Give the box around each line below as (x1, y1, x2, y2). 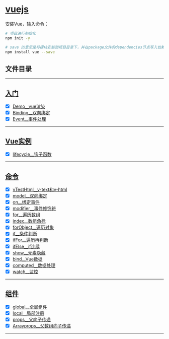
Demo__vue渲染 (12, 103, 45, 109)
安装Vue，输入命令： (5, 21, 49, 27)
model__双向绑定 (12, 193, 48, 198)
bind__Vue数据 (12, 256, 43, 262)
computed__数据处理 (12, 262, 56, 268)
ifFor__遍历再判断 (12, 237, 49, 243)
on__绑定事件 (12, 199, 40, 205)
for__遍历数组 (12, 212, 40, 218)
